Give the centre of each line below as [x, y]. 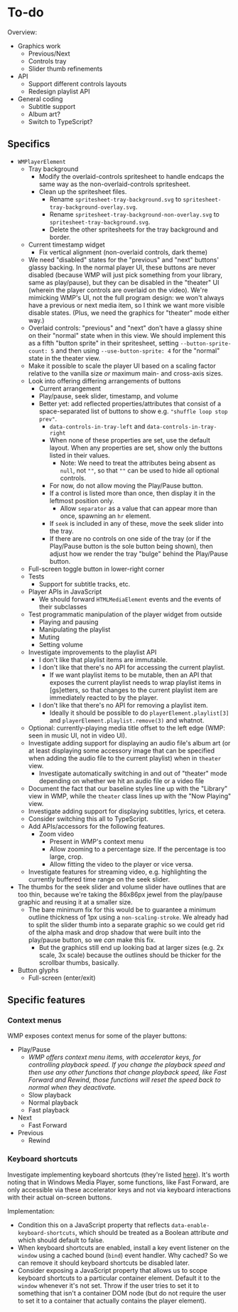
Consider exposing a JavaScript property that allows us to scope [113, 1270]
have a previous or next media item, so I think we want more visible [126, 305]
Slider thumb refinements [65, 68]
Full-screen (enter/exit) [62, 978]
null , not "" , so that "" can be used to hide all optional [140, 470]
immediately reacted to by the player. [104, 697]
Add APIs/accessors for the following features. [97, 826]
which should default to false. [61, 1240]
